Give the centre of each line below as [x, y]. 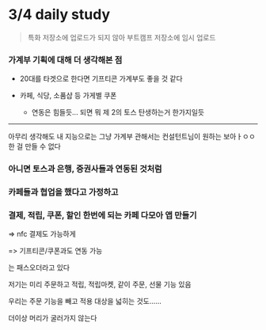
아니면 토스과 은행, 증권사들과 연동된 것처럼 [85, 169]
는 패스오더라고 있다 [39, 267]
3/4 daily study [59, 15]
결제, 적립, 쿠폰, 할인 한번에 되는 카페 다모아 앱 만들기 [103, 215]
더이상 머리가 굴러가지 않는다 [53, 318]
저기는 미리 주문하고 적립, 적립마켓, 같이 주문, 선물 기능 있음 [100, 284]
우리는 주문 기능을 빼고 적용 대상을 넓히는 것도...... [85, 302]
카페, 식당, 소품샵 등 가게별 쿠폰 [68, 96]
